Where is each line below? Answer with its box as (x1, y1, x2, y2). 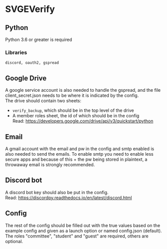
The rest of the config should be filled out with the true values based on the (5, 222, 161, 228)
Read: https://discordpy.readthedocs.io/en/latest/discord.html (5, 195, 132, 201)
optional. (5, 238, 23, 244)
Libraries (5, 49, 27, 56)
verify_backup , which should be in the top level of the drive (12, 107, 134, 113)
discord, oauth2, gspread (5, 60, 59, 65)
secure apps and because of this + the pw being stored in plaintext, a (5, 156, 148, 162)
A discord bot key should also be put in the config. (5, 189, 109, 195)
